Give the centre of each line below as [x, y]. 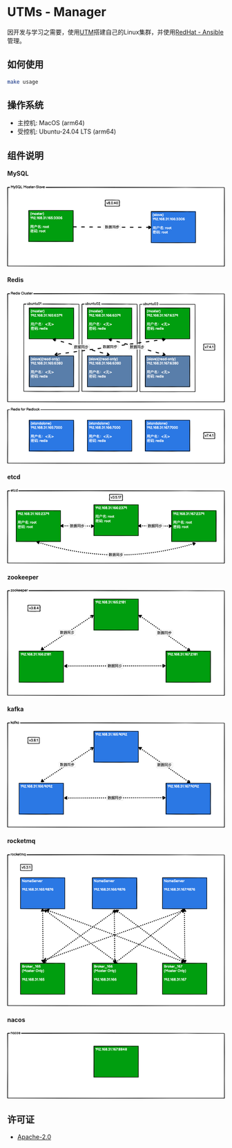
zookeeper [23, 577]
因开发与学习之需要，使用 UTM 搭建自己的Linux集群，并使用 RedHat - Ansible [116, 32]
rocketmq [21, 841]
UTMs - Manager [57, 12]
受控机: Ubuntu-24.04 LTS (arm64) [67, 131]
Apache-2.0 [34, 1137]
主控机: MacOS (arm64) [51, 123]
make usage [23, 82]
